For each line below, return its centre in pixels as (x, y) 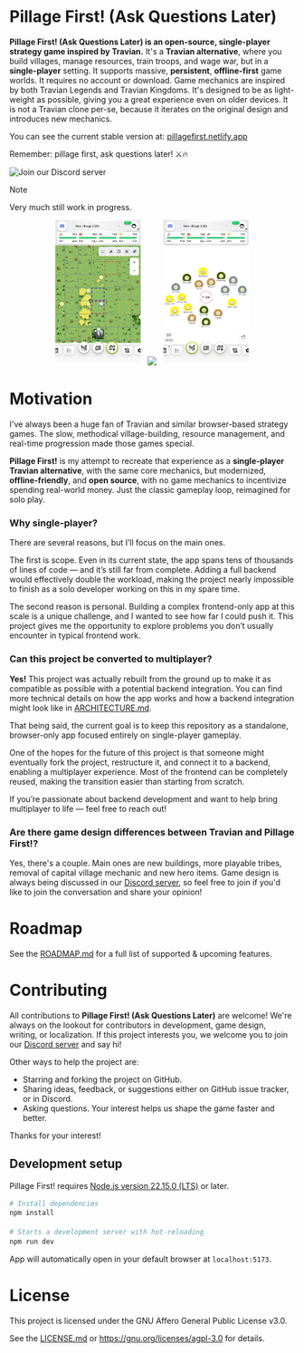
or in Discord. (47, 1098)
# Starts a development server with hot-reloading (107, 1232)
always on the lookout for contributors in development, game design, (138, 1025)
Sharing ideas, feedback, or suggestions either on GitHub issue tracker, (156, 1088)
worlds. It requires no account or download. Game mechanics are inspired (147, 80)
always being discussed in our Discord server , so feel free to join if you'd (145, 882)
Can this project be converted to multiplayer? (111, 659)
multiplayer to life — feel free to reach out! (88, 808)
